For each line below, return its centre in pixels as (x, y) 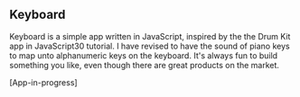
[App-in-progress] (44, 82)
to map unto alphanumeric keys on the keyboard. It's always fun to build (144, 55)
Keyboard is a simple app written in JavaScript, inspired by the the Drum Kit (150, 36)
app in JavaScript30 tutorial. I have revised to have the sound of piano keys (150, 46)
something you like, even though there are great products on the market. (145, 65)
